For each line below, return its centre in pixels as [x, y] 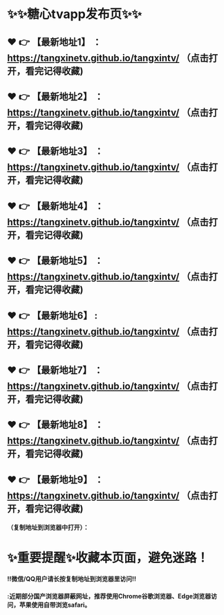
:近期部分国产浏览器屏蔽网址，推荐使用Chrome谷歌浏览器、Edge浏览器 [109, 596]
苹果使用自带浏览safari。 [55, 605]
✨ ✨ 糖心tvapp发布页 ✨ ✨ [75, 14]
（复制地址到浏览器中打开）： [48, 528]
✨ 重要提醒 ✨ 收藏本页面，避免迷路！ [108, 558]
